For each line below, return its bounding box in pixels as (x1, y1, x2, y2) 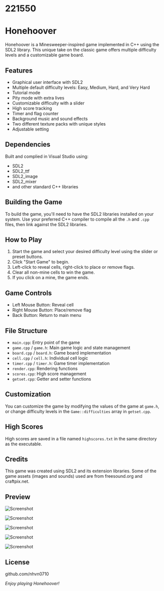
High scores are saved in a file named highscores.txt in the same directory (5, 436, 157, 441)
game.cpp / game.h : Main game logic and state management (12, 345, 131, 351)
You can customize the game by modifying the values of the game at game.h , (5, 403, 160, 409)
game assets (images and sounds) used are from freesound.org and (5, 473, 143, 479)
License (5, 558, 30, 566)
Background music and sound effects (12, 116, 88, 122)
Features (5, 66, 33, 75)
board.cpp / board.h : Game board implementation (12, 350, 112, 356)
